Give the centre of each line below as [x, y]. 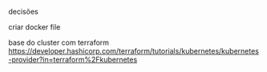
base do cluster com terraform [59, 42]
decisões [23, 12]
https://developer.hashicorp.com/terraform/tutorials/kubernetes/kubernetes [133, 51]
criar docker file [34, 27]
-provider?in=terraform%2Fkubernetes [73, 60]
